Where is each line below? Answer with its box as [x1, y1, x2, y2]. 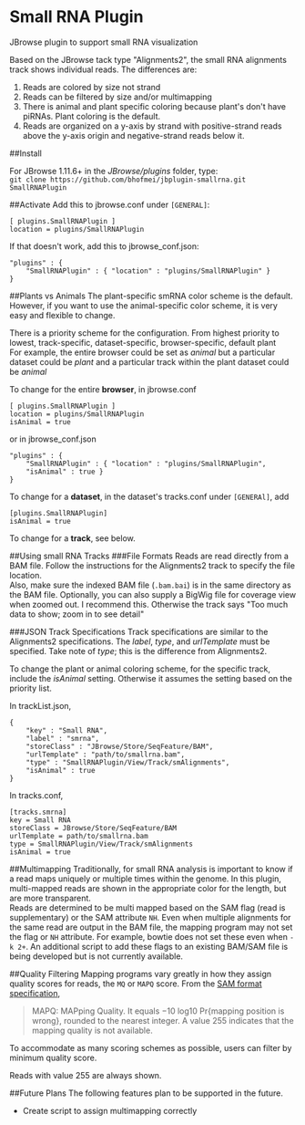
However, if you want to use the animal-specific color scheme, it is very [9, 299, 278, 311]
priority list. [9, 682, 53, 693]
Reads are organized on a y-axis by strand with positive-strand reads [22, 120, 282, 131]
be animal [9, 366, 47, 377]
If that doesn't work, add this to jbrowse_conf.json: [9, 240, 199, 252]
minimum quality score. [9, 1052, 97, 1063]
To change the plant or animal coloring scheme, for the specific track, [9, 663, 271, 674]
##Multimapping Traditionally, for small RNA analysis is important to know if [9, 863, 293, 874]
